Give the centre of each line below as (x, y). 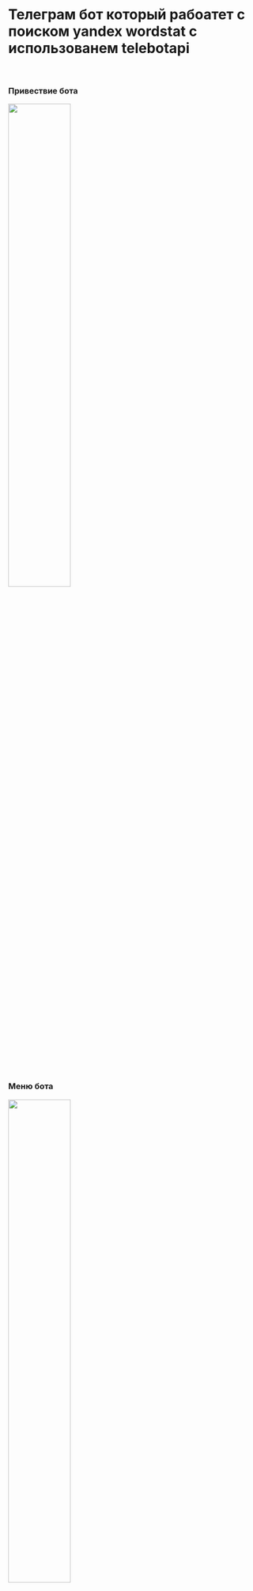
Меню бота (31, 1086)
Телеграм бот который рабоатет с (126, 15)
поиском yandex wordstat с (103, 31)
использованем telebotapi (99, 48)
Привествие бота (43, 90)
